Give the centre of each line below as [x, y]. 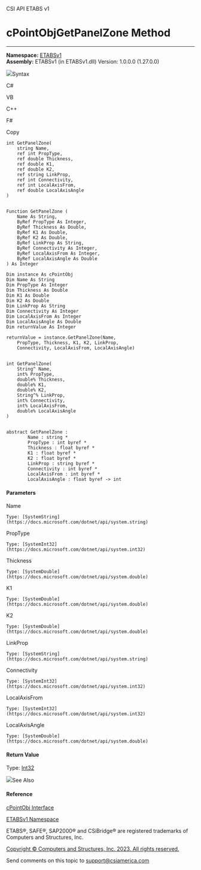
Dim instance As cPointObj [40, 274]
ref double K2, [36, 169]
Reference [19, 794]
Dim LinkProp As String [36, 306]
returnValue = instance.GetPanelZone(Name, [61, 337]
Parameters [21, 492]
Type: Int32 [20, 768]
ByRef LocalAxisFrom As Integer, [59, 253]
